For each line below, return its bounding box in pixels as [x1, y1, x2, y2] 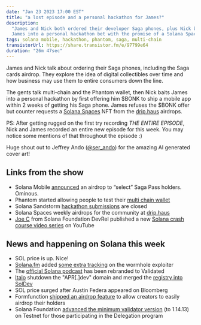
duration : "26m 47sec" [6, 48, 63, 54]
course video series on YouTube [14, 221, 95, 228]
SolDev [14, 280, 33, 288]
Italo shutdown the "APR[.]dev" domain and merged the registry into [14, 274, 183, 281]
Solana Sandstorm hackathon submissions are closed [14, 202, 148, 210]
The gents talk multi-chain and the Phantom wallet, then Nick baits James [6, 88, 188, 96]
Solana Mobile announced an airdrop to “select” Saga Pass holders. [14, 183, 182, 191]
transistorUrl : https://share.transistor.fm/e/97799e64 [6, 43, 148, 49]
